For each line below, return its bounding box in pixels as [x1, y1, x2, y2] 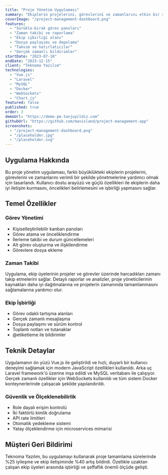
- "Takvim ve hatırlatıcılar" [9, 44, 72, 49]
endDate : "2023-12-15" [5, 58, 52, 63]
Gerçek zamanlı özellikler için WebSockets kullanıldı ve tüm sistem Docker [5, 376, 157, 382]
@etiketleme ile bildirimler [12, 332, 66, 338]
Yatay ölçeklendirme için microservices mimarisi [12, 426, 112, 432]
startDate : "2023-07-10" [5, 53, 57, 59]
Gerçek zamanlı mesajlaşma [12, 316, 70, 322]
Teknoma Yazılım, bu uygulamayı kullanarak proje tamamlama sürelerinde [5, 454, 156, 460]
